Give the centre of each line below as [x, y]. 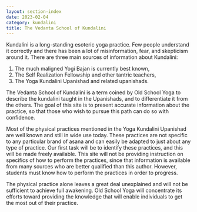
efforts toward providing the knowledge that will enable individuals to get [94, 197]
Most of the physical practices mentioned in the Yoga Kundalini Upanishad [96, 129]
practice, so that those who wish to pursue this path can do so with [88, 111]
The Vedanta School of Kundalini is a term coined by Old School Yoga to [94, 92]
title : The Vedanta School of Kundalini [56, 28]
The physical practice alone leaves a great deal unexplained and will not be [97, 184]
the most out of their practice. [42, 203]
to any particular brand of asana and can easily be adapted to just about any [98, 141]
